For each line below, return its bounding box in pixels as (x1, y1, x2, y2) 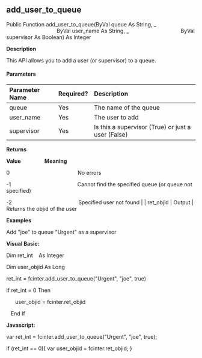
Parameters (6, 70, 36, 77)
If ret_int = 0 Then (6, 287, 51, 294)
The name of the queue (94, 103, 161, 112)
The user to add (94, 114, 139, 122)
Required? (58, 89, 88, 98)
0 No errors (6, 169, 102, 177)
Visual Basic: (6, 240, 40, 247)
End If (10, 310, 25, 317)
